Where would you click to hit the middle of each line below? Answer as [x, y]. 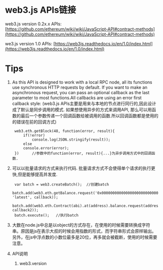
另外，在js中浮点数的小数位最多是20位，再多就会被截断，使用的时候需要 [84, 237]
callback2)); [25, 210]
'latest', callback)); [35, 197]
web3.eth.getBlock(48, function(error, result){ [65, 131]
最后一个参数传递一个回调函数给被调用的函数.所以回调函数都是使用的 [90, 116]
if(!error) [34, 135]
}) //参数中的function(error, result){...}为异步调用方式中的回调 [83, 153]
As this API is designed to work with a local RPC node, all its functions [82, 82]
